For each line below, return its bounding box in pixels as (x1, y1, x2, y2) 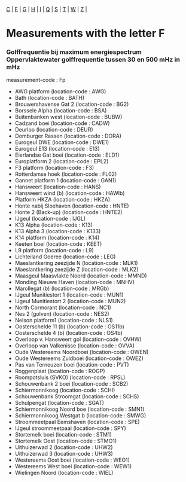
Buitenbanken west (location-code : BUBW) (14, 114, 123, 121)
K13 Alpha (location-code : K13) (14, 221, 93, 228)
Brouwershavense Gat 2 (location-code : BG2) (14, 100, 129, 108)
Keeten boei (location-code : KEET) (14, 240, 102, 248)
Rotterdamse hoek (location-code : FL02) (14, 170, 117, 178)
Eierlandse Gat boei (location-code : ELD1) (14, 151, 120, 158)
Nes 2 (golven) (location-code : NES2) (14, 310, 109, 318)
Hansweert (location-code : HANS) (14, 183, 101, 191)
